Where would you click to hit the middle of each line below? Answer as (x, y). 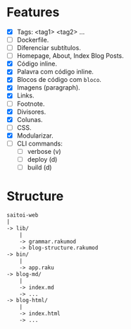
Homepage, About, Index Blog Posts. (70, 56)
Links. (25, 95)
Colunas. (30, 119)
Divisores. (31, 112)
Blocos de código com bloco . (59, 80)
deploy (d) (42, 159)
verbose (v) (44, 151)
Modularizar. (35, 136)
